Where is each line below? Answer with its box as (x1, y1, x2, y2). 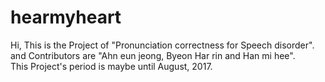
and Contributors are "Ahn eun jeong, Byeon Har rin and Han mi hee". (10, 49, 296, 61)
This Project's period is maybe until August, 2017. (10, 60, 213, 72)
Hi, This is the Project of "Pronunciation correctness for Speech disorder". (10, 39, 315, 51)
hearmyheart (10, 6, 122, 29)
